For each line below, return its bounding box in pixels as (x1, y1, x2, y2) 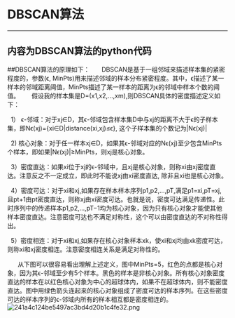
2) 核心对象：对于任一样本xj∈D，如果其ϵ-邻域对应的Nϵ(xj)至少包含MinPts (10, 138, 222, 147)
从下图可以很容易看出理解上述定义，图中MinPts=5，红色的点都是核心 (17, 260, 217, 268)
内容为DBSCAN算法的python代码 (7, 45, 152, 57)
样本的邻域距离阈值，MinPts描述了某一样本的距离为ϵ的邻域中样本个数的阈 (7, 82, 220, 91)
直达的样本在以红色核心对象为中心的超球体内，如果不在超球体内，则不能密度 (7, 277, 228, 286)
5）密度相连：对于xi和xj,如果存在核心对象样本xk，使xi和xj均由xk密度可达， (10, 236, 227, 244)
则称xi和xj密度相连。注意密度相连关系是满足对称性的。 (7, 245, 164, 253)
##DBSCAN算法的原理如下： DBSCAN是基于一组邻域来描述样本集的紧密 (7, 65, 226, 74)
